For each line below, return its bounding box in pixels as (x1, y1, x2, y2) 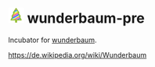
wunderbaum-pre (27, 9, 145, 27)
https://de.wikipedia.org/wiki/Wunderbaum (8, 50, 147, 59)
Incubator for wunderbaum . (8, 35, 97, 44)
